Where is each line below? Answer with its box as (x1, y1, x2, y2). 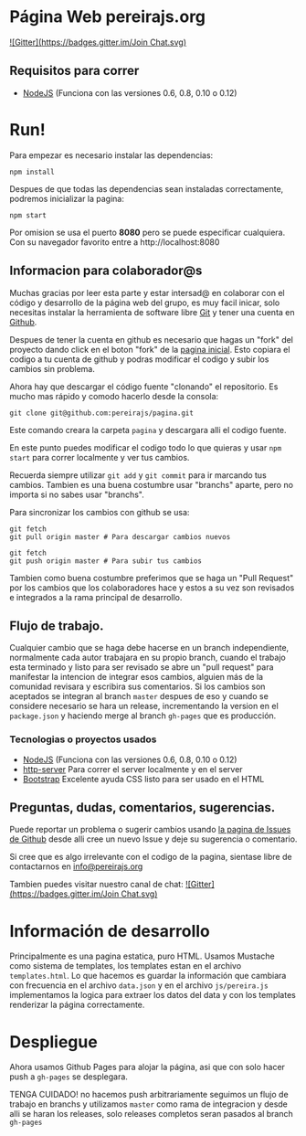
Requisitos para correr (9, 63, 140, 79)
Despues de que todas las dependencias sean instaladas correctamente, (9, 183, 284, 194)
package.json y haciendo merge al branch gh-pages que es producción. (9, 710, 277, 721)
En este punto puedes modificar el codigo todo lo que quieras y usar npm (9, 441, 282, 453)
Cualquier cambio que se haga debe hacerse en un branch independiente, (9, 642, 290, 653)
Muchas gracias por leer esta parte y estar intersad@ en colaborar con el (9, 287, 285, 298)
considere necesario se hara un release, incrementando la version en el (9, 701, 279, 712)
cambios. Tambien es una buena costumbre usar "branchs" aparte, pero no (9, 479, 294, 490)
